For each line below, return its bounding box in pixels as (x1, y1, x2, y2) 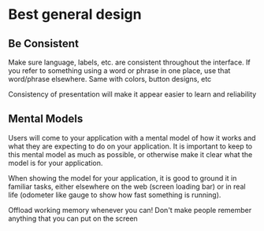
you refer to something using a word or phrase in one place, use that (8, 66, 231, 75)
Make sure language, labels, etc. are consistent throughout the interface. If (8, 57, 251, 67)
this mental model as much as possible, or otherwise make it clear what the (8, 149, 253, 159)
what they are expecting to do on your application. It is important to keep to (8, 141, 253, 151)
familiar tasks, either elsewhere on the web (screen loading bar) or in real (8, 181, 246, 191)
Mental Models (8, 112, 84, 126)
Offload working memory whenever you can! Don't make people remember (8, 205, 252, 214)
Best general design (8, 5, 142, 24)
